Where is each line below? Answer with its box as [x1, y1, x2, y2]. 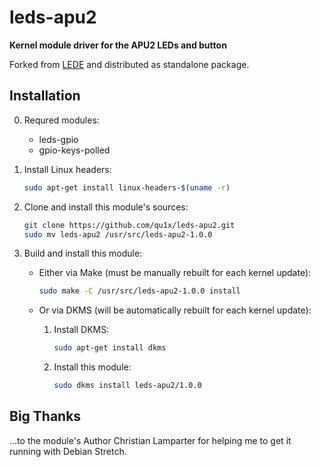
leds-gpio [38, 133, 79, 145]
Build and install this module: [23, 247, 143, 260]
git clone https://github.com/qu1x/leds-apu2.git [23, 220, 236, 230]
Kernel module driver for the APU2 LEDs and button [9, 39, 227, 51]
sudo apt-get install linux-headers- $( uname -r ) [23, 182, 231, 193]
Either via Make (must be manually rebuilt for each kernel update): [38, 267, 312, 279]
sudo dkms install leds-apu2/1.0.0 [53, 381, 202, 391]
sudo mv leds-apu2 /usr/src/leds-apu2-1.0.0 [23, 229, 213, 240]
